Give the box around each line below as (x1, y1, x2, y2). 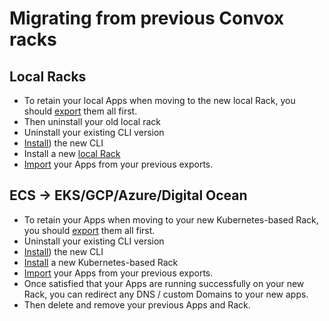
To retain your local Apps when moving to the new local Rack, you (23, 95, 296, 106)
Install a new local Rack (23, 148, 121, 159)
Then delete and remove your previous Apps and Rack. (23, 298, 251, 311)
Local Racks (9, 68, 87, 85)
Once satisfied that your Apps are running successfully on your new (23, 277, 305, 289)
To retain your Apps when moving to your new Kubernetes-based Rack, (23, 213, 319, 226)
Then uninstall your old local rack (23, 116, 162, 127)
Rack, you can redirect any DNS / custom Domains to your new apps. (23, 288, 309, 300)
